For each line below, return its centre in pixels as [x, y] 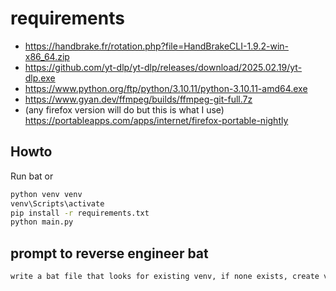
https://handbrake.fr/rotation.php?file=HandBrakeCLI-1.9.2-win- [156, 46]
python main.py [42, 222]
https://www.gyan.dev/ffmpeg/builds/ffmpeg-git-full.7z [138, 99]
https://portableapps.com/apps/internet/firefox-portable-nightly [156, 120]
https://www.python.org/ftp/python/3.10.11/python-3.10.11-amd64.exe [166, 88]
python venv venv [46, 194]
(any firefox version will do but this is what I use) [124, 109]
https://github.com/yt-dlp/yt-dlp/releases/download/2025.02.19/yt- [163, 67]
